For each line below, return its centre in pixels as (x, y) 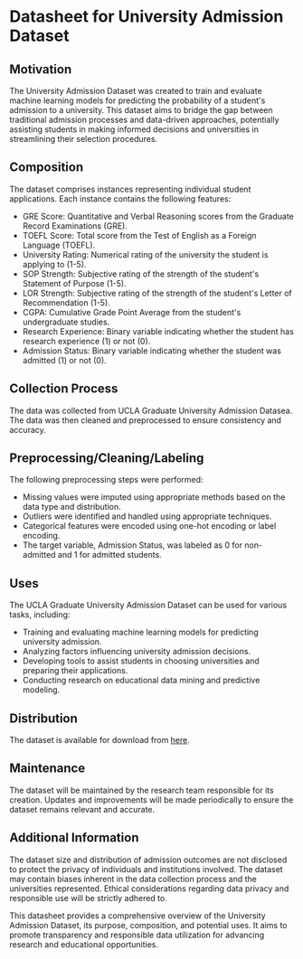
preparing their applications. (75, 671)
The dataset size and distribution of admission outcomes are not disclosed (148, 860)
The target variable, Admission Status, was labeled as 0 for (132, 545)
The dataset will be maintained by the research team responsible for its (142, 790)
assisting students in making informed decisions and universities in (134, 129)
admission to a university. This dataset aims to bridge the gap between (141, 110)
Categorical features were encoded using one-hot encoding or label (149, 526)
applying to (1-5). (54, 264)
